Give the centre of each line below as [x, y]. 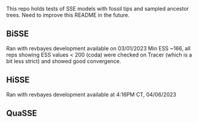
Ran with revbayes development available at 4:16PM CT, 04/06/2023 [91, 94]
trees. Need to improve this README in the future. [68, 15]
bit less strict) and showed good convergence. [64, 61]
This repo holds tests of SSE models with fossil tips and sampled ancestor [97, 9]
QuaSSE [22, 113]
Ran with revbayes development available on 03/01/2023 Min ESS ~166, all [98, 48]
